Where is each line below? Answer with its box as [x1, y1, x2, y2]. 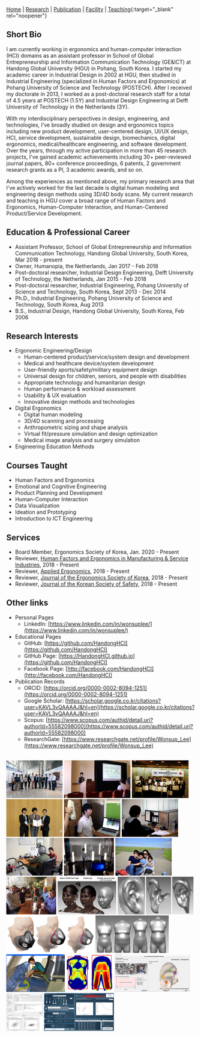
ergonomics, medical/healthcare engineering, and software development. [6, 140, 188, 148]
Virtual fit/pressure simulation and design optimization [23, 430, 158, 437]
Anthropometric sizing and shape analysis [23, 424, 128, 431]
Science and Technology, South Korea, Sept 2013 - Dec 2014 [14, 288, 166, 295]
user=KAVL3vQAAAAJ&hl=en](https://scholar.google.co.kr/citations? [23, 703, 195, 710]
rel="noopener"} [6, 12, 47, 19]
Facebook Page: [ [23, 665, 68, 672]
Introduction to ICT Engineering [14, 515, 93, 522]
